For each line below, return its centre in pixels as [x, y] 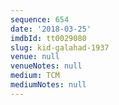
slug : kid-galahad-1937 [60, 47]
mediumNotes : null [48, 85]
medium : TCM [35, 76]
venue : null [35, 57]
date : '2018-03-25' [51, 29]
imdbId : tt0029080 [48, 38]
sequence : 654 [40, 19]
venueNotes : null [46, 66]
